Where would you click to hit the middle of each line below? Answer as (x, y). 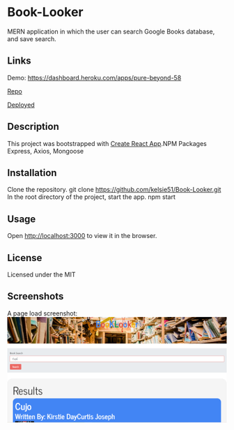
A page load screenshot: (42, 313)
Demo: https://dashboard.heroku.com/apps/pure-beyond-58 (94, 77)
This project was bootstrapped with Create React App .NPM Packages (107, 143)
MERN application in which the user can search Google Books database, (111, 31)
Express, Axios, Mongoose (46, 151)
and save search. (32, 38)
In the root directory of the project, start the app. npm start (91, 197)
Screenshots (36, 296)
